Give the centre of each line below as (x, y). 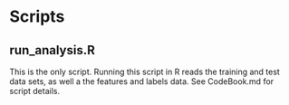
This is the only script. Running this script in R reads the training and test (145, 72)
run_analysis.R (52, 50)
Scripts (37, 17)
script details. (35, 91)
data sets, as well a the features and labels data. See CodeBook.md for (142, 81)
